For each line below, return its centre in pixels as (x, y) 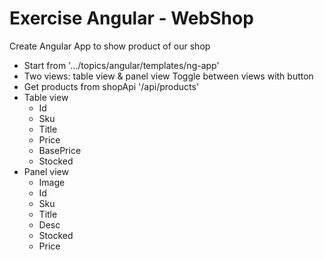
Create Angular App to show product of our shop (110, 46)
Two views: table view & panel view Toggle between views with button (168, 76)
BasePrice (60, 150)
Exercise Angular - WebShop (131, 18)
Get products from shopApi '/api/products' (111, 86)
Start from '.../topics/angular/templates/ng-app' (121, 65)
